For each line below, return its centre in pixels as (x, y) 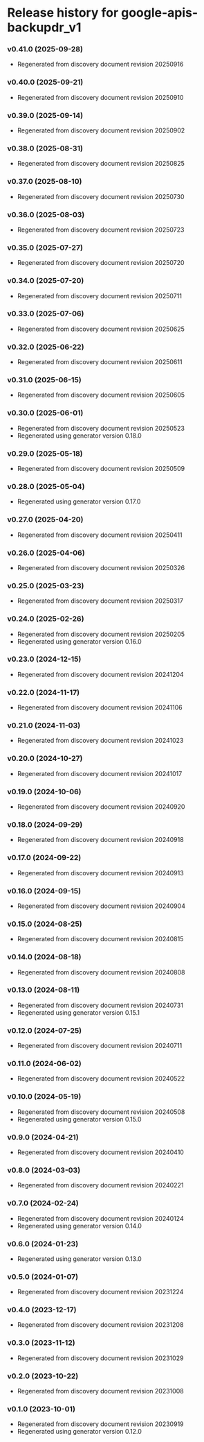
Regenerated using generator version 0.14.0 (79, 1226)
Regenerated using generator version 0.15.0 (79, 1119)
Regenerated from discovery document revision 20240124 (101, 1218)
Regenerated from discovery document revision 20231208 (100, 1325)
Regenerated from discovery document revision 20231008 (101, 1391)
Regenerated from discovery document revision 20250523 (101, 428)
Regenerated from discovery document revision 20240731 (100, 1005)
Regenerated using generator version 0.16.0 (79, 641)
